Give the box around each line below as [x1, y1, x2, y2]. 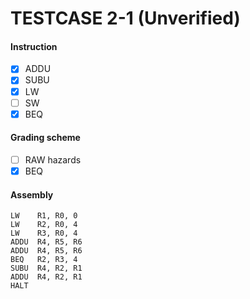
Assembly [10, 188, 54, 201]
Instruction [10, 40, 58, 52]
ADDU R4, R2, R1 [10, 272, 83, 282]
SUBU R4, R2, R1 [10, 263, 83, 274]
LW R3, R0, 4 [10, 228, 78, 239]
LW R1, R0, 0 [10, 211, 78, 221]
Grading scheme [10, 132, 81, 144]
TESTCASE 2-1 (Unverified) [10, 7, 241, 30]
